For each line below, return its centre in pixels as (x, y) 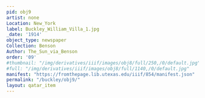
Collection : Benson (31, 46)
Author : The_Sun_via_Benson (42, 52)
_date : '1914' (24, 35)
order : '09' (21, 57)
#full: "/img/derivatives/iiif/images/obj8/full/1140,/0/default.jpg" (98, 68)
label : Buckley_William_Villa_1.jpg (53, 29)
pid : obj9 (19, 12)
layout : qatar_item (31, 86)
